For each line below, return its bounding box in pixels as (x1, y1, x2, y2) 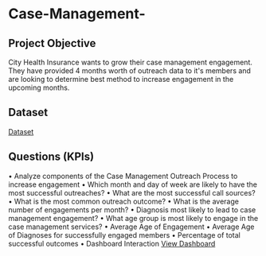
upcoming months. (8, 83, 70, 92)
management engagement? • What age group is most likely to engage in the (8, 213, 259, 223)
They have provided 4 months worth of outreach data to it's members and (8, 66, 251, 76)
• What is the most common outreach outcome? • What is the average (8, 196, 239, 206)
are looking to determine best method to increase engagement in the (8, 75, 234, 83)
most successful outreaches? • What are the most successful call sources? (8, 188, 256, 197)
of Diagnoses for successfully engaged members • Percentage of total (8, 230, 241, 239)
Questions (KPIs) (8, 150, 94, 164)
